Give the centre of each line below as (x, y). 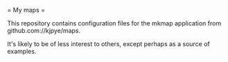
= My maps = (26, 10)
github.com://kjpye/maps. (44, 31)
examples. (22, 51)
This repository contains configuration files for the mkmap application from (114, 23)
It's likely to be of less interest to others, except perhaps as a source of (108, 44)
